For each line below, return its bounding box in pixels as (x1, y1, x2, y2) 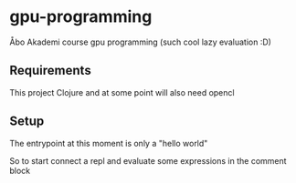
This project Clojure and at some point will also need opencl (9, 86, 235, 97)
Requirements (9, 63, 91, 78)
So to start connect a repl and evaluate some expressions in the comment (9, 155, 287, 166)
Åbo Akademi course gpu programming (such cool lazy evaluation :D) (9, 36, 272, 47)
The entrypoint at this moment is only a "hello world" (9, 137, 208, 148)
